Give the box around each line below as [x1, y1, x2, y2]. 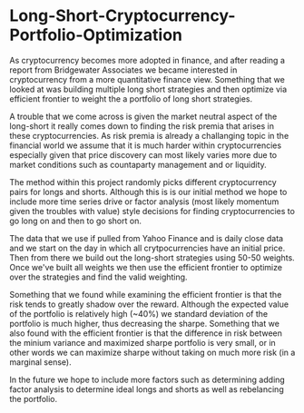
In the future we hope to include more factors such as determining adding [9, 374, 286, 385]
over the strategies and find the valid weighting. [9, 271, 188, 282]
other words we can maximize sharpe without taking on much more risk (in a [9, 347, 296, 358]
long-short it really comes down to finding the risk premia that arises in [9, 120, 275, 132]
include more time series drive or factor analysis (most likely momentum [9, 196, 279, 207]
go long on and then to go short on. [9, 215, 142, 226]
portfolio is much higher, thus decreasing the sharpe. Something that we [9, 318, 279, 329]
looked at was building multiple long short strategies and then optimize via [9, 84, 288, 94]
